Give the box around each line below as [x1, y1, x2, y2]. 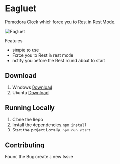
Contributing [5, 141, 45, 149]
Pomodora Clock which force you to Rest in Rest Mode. [5, 19, 116, 25]
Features [5, 37, 23, 44]
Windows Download [12, 84, 52, 90]
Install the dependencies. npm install [12, 122, 86, 128]
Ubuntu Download [12, 89, 49, 95]
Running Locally [5, 104, 55, 112]
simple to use [12, 47, 39, 53]
